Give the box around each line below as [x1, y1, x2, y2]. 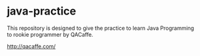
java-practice [7, 4, 77, 18]
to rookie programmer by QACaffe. [7, 30, 94, 38]
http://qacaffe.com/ [7, 43, 56, 50]
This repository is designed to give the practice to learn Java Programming [7, 24, 195, 32]
